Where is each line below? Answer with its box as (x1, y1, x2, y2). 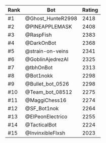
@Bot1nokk (25, 73, 53, 79)
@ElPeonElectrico (25, 113, 68, 120)
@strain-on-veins (25, 48, 69, 54)
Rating (82, 7, 98, 13)
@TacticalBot (25, 121, 57, 128)
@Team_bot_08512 (25, 89, 72, 95)
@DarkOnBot (25, 40, 57, 46)
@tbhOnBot (25, 64, 53, 71)
